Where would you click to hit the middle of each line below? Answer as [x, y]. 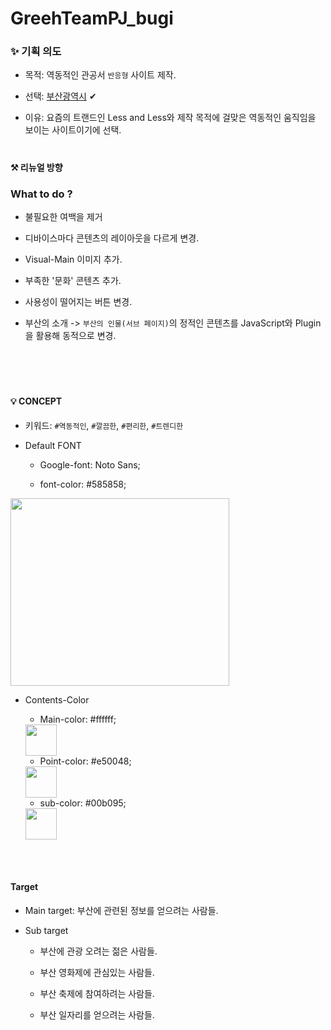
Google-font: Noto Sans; [90, 464]
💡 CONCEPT [36, 401]
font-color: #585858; [83, 484]
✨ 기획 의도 [36, 52]
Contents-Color [57, 699]
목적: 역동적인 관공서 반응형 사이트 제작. [100, 75]
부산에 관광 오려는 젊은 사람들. [98, 951]
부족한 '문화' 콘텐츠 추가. [73, 280]
